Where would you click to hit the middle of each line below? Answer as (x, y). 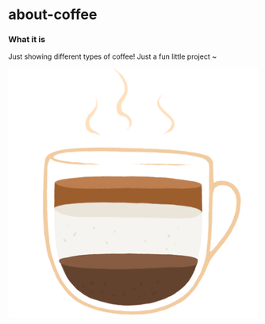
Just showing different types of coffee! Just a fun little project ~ (112, 56)
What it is (27, 40)
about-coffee (53, 15)
